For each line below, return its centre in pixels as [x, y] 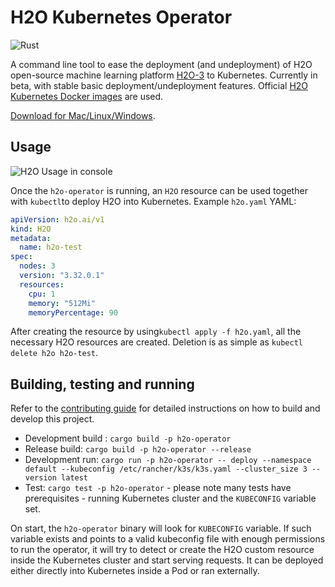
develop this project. [52, 419]
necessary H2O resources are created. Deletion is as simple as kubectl [156, 342]
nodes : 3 [37, 266]
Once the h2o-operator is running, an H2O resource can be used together [159, 190]
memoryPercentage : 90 [73, 312]
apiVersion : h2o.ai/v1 [57, 219]
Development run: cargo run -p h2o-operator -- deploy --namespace [168, 460]
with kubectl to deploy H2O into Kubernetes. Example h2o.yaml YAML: [153, 201]
